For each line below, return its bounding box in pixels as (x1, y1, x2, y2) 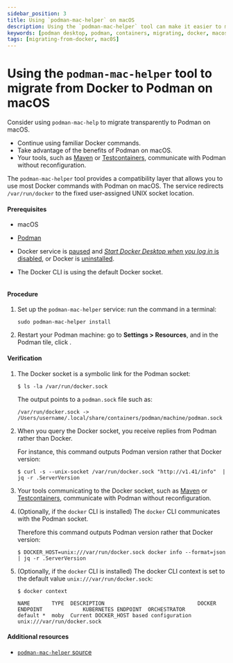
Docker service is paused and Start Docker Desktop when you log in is (17, 247, 220, 256)
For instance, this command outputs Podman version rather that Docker (17, 448, 222, 456)
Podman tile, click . (17, 338, 71, 346)
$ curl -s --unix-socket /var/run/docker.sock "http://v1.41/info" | (17, 468, 226, 475)
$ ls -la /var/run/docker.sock (17, 382, 108, 390)
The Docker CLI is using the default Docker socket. (17, 268, 163, 276)
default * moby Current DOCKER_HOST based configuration (17, 612, 192, 619)
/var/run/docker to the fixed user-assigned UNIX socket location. (7, 189, 194, 197)
